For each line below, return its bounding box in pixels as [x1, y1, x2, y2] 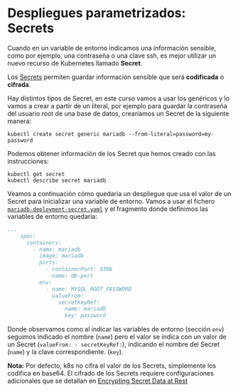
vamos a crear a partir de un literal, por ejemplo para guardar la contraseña [7, 101, 227, 110]
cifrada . [7, 80, 31, 88]
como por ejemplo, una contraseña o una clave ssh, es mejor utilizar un [7, 51, 217, 60]
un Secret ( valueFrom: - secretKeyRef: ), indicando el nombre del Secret [7, 340, 220, 349]
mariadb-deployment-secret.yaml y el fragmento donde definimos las [7, 205, 208, 213]
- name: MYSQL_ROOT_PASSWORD [45, 285, 132, 293]
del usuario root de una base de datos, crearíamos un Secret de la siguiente [7, 109, 229, 118]
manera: [7, 116, 32, 125]
